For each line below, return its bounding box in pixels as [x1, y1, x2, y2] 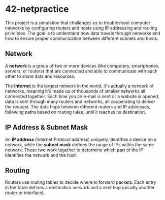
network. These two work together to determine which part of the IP [5, 147, 144, 153]
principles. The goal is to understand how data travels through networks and [5, 30, 161, 36]
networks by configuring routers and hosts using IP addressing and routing [5, 25, 158, 31]
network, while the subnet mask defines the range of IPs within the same [5, 141, 154, 147]
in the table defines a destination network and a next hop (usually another [5, 185, 155, 191]
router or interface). [5, 190, 45, 196]
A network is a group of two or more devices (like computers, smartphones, [5, 63, 160, 68]
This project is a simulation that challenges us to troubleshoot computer [5, 20, 151, 26]
